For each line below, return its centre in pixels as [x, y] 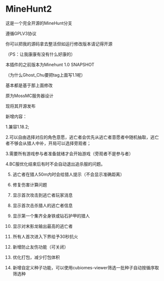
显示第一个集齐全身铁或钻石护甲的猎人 [51, 216]
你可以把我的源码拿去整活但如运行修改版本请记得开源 [59, 44]
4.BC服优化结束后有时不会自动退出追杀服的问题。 [55, 164]
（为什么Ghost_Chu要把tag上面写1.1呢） [46, 75]
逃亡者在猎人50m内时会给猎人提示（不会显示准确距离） [69, 174]
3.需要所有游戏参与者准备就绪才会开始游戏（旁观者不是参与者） [70, 153]
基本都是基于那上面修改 [29, 85]
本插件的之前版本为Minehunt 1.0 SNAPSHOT [50, 64]
